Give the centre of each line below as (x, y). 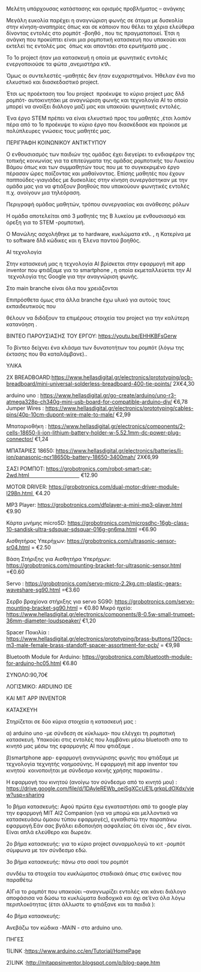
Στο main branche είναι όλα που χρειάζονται (62, 288)
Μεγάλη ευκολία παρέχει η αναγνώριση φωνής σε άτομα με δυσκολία (94, 20)
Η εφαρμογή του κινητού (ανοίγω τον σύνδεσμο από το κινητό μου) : (92, 782)
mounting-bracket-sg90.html (42, 608)
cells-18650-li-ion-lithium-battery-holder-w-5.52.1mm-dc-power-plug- (94, 432)
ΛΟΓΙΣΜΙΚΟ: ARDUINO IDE (39, 686)
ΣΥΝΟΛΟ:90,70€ (27, 675)
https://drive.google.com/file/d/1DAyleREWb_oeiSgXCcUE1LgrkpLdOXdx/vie (100, 788)
